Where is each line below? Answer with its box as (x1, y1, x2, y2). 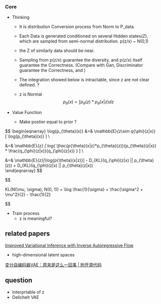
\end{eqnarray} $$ (5, 168, 43, 174)
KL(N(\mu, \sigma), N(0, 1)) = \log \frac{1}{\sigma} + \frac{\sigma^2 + (5, 187, 144, 192)
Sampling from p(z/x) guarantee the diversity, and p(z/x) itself (19, 57, 143, 63)
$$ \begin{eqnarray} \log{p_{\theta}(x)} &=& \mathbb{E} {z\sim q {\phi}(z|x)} (5, 128, 156, 134)
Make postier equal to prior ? (19, 119, 77, 125)
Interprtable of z (12, 289, 44, 295)
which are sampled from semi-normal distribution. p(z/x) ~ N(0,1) (19, 38, 149, 44)
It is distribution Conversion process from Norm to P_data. (19, 24, 135, 30)
